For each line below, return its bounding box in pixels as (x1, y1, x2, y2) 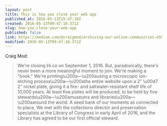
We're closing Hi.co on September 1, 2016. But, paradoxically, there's (17, 62, 159, 68)
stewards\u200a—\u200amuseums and (17, 94, 99, 100)
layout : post (5, 7, 32, 12)
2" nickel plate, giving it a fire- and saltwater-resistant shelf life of (17, 84, 152, 89)
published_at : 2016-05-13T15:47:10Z (5, 16, 81, 21)
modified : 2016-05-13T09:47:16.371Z (5, 40, 81, 44)
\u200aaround (17, 99, 47, 105)
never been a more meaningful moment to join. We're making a (17, 68, 147, 74)
